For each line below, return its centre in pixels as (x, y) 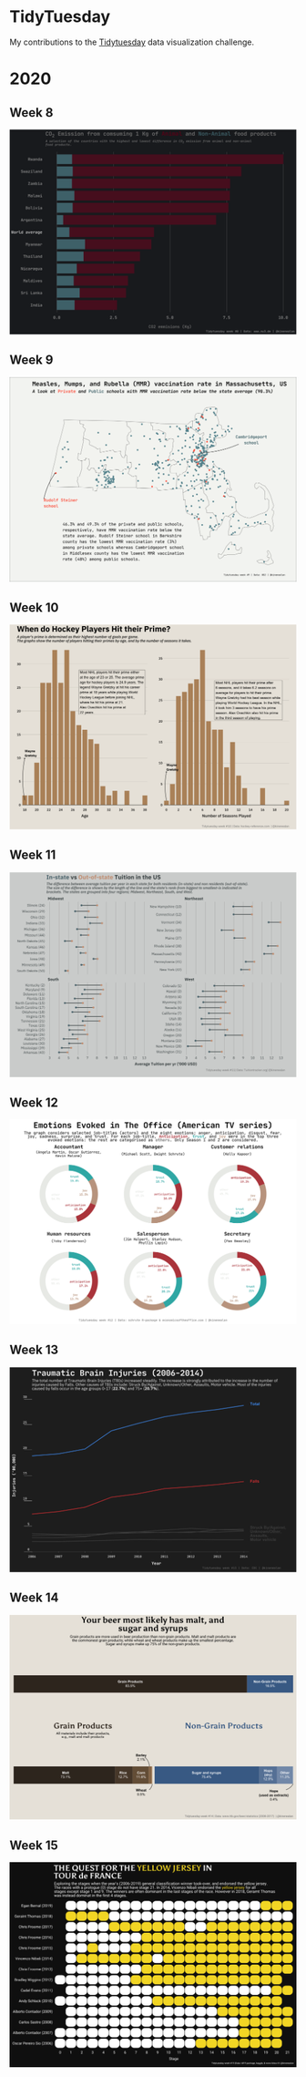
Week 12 (34, 1102)
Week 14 (34, 1598)
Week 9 (31, 360)
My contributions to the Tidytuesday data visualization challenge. (132, 42)
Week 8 (31, 113)
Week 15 (34, 1845)
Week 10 (34, 607)
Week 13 (34, 1350)
